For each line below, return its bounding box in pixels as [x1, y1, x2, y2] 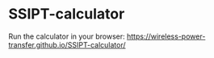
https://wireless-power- [126, 31, 206, 41]
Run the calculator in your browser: [8, 31, 125, 41]
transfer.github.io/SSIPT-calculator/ [8, 39, 126, 49]
